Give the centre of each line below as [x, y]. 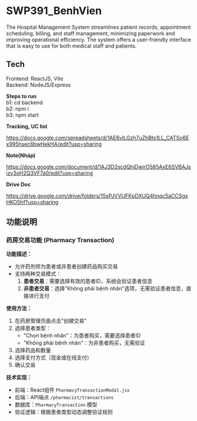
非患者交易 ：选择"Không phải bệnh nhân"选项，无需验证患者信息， [105, 289]
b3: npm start [23, 115]
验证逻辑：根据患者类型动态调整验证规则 [64, 412]
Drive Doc [19, 184]
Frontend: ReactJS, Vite [35, 78]
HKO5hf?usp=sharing [32, 202]
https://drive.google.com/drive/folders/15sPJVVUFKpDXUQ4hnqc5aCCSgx [97, 196]
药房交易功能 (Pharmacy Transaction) [60, 240]
